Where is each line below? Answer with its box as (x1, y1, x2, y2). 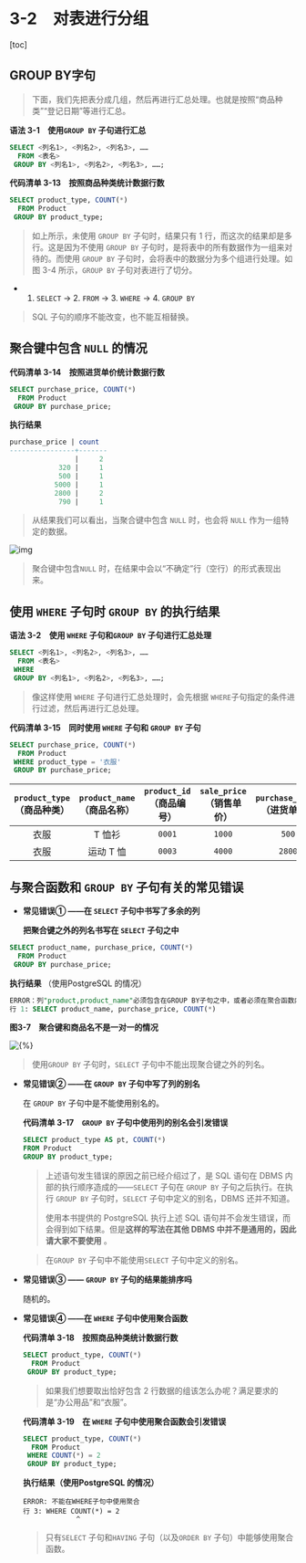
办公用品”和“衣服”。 (56, 1396, 132, 1407)
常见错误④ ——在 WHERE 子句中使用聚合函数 (22, 1313, 189, 1324)
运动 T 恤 (87, 845, 127, 858)
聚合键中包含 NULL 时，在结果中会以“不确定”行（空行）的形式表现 (31, 563, 273, 574)
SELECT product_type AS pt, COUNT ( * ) (22, 1136, 167, 1145)
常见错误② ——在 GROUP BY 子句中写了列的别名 (22, 1078, 200, 1089)
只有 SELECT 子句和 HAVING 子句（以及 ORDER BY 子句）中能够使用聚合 (45, 1532, 294, 1543)
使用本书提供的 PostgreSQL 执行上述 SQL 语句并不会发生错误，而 (45, 1212, 291, 1223)
